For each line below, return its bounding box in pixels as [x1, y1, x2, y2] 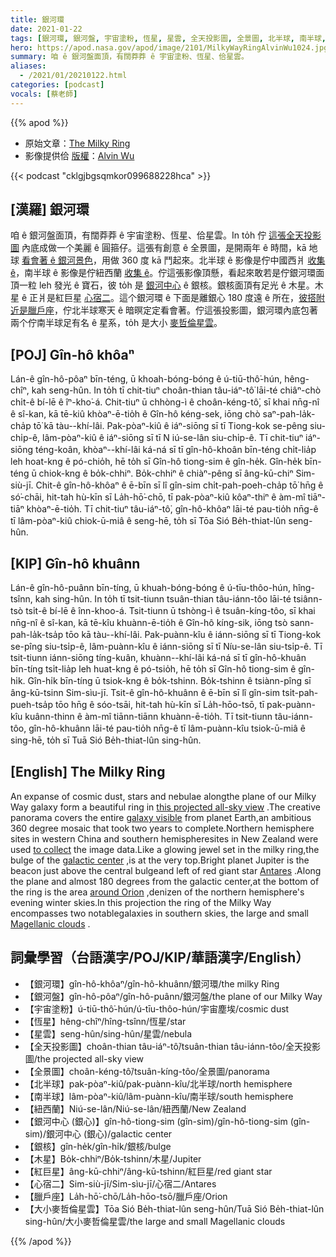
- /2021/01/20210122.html [19, 71, 128, 81]
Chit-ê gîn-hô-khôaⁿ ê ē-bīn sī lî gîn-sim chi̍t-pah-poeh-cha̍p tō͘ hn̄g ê [35, 479, 324, 491]
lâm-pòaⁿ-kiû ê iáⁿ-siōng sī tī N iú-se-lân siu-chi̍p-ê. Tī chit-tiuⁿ [42, 432, 304, 444]
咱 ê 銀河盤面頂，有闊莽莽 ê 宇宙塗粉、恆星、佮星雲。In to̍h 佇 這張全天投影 [10, 229, 322, 241]
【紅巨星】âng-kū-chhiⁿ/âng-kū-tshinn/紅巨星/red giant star [24, 1165, 273, 1177]
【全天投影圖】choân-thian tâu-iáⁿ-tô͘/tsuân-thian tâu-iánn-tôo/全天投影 [24, 1040, 322, 1052]
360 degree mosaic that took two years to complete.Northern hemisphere [10, 822, 315, 834]
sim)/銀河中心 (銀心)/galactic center [24, 1127, 173, 1140]
